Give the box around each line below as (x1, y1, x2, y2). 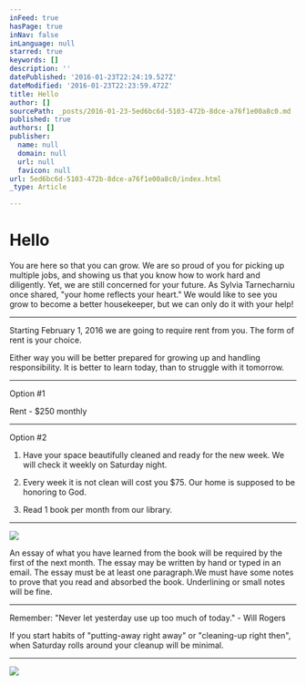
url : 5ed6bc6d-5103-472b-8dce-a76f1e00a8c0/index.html (9, 174, 222, 183)
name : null (17, 140, 59, 149)
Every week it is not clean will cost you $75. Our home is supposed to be (22, 477, 296, 488)
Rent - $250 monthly (9, 406, 87, 417)
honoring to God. (22, 486, 87, 497)
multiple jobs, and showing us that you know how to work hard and (9, 270, 261, 281)
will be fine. (9, 587, 53, 598)
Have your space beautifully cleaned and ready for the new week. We (22, 450, 285, 461)
